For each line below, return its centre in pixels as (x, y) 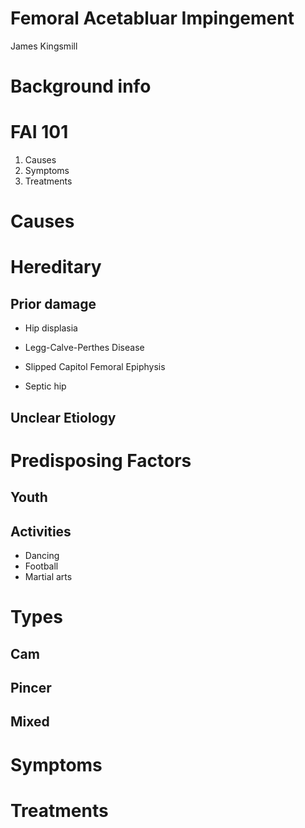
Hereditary (56, 267)
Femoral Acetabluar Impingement (152, 18)
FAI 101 (39, 132)
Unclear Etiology (63, 417)
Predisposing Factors (101, 460)
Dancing (42, 556)
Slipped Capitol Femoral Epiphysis (95, 367)
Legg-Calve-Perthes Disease (84, 348)
